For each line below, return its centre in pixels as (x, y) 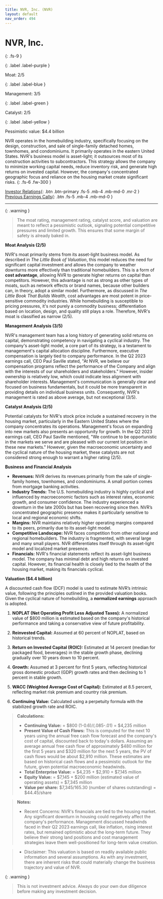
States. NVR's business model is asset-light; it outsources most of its (74, 157)
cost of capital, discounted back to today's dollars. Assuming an (88, 741)
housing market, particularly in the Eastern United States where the (72, 422)
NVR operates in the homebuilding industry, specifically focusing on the (77, 141)
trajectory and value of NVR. (52, 867)
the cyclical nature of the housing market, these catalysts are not (70, 452)
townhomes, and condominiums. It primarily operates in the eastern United (80, 151)
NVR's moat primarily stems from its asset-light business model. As (72, 255)
